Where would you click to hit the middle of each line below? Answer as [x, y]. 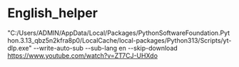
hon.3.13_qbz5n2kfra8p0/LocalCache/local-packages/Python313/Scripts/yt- [119, 40]
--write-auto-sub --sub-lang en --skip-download [106, 48]
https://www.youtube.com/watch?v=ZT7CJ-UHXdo [83, 56]
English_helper [53, 13]
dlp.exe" [20, 48]
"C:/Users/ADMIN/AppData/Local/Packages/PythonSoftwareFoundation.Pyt [119, 33]
